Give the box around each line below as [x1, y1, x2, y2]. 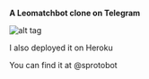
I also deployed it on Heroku [9, 42, 114, 53]
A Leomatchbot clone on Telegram [9, 8, 141, 18]
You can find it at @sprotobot [9, 60, 118, 70]
